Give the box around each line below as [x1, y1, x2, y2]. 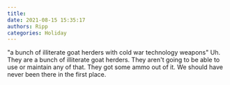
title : [7, 10, 26, 17]
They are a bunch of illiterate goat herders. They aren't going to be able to [7, 56, 220, 64]
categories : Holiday [7, 29, 68, 37]
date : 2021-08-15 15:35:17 [7, 17, 86, 23]
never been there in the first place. [7, 70, 107, 79]
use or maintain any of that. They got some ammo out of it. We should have [7, 63, 223, 71]
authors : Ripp [7, 23, 49, 30]
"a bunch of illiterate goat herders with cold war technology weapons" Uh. [7, 48, 221, 57]
